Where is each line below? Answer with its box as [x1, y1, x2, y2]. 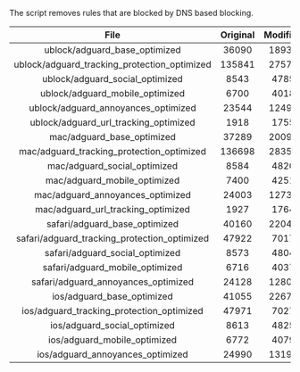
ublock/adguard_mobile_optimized [39, 87, 186, 99]
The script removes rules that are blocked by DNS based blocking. [9, 8, 254, 18]
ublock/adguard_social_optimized [42, 73, 183, 85]
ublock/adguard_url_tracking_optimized [29, 116, 196, 128]
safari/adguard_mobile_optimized [42, 261, 183, 273]
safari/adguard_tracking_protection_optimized [16, 232, 210, 244]
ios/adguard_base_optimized [52, 290, 173, 302]
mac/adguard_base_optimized [48, 131, 177, 143]
